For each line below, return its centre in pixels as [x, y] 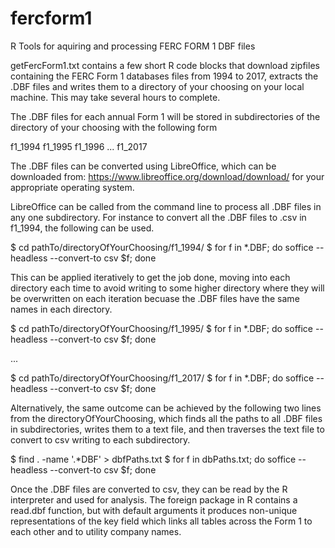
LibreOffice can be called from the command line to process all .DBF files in [166, 206]
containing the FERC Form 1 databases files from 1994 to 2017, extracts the [164, 76]
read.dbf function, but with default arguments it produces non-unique [154, 510]
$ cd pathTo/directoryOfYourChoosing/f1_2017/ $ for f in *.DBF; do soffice [162, 378]
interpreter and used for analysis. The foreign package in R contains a [154, 499]
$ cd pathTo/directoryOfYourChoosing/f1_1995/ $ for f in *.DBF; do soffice [162, 328]
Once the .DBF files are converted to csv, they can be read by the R [149, 489]
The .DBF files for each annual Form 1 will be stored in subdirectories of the [165, 116]
